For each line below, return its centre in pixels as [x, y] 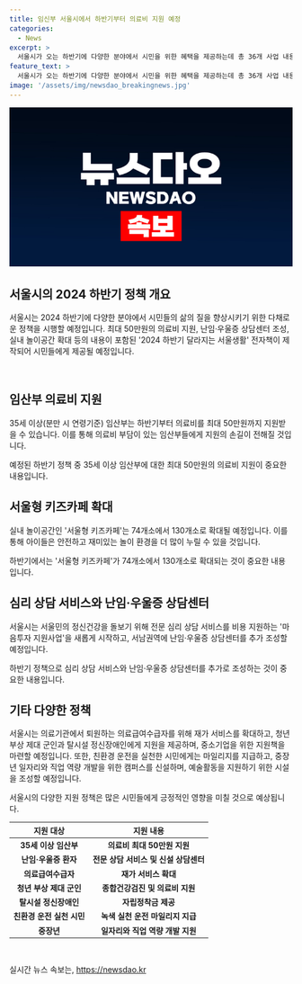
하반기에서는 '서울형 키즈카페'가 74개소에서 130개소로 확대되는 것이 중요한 [139, 560]
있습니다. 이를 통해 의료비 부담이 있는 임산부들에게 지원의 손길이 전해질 [152, 434]
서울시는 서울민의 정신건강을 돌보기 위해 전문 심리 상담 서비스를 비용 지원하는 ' [146, 626]
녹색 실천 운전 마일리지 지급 [148, 917]
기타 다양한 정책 [50, 710]
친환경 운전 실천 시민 [49, 917]
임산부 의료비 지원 [56, 400]
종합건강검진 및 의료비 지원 [149, 888]
